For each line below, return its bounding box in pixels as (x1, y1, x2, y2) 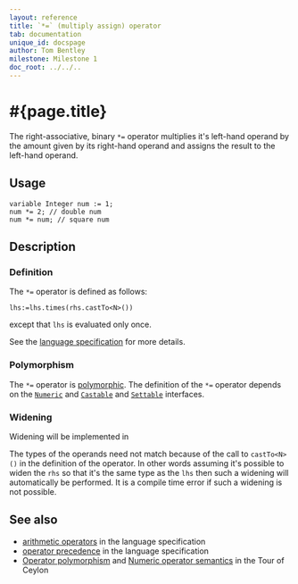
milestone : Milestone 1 (9, 54, 98, 63)
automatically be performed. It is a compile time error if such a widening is (9, 477, 283, 488)
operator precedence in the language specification (21, 546, 210, 556)
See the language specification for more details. (9, 337, 186, 347)
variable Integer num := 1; (9, 199, 114, 208)
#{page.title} (9, 102, 107, 121)
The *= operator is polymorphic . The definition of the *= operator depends (9, 379, 282, 389)
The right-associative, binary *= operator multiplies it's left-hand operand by (9, 130, 290, 141)
